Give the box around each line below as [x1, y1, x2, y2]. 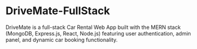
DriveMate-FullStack [5, 4, 111, 18]
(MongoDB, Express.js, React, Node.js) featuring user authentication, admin [5, 30, 191, 37]
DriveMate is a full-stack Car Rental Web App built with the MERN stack [5, 24, 181, 31]
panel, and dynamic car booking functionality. [5, 36, 118, 43]
